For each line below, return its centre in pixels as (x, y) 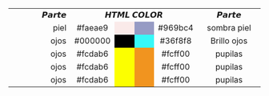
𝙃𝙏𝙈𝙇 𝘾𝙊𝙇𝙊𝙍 (134, 15)
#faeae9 (92, 28)
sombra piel (229, 28)
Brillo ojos (229, 41)
